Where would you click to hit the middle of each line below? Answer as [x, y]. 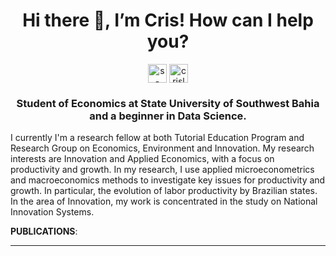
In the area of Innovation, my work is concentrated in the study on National [164, 201]
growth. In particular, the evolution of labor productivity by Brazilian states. [164, 191]
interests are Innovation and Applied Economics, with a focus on [142, 159]
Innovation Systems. [52, 212]
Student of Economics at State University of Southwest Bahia [168, 103]
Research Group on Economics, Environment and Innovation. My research [162, 148]
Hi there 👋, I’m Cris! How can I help [168, 20]
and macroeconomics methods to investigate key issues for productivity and [168, 180]
